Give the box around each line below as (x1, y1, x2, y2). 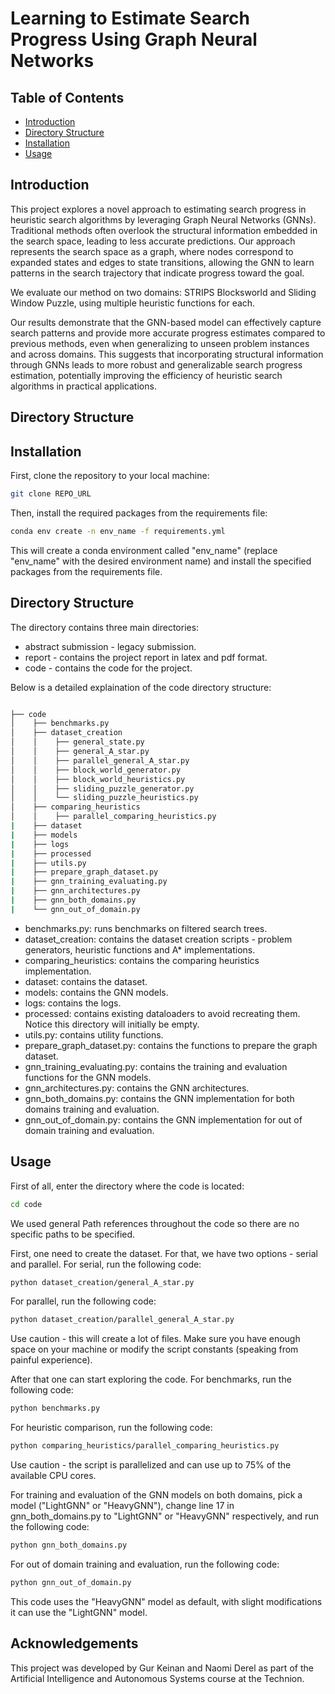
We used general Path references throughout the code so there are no (10, 1217, 300, 1229)
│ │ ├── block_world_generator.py (10, 765, 182, 775)
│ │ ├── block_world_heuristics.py (10, 774, 186, 784)
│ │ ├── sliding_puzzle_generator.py (10, 783, 195, 794)
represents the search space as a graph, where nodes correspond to (10, 245, 294, 257)
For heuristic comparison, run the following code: (10, 1422, 213, 1434)
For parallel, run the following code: (10, 1295, 157, 1307)
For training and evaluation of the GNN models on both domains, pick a (10, 1489, 303, 1501)
